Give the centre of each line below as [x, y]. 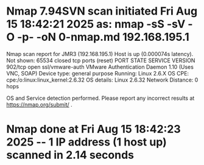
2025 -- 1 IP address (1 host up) [87, 142]
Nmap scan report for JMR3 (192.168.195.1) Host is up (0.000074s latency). [100, 54]
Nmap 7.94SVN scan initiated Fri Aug [102, 11]
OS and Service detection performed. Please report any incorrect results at [100, 98]
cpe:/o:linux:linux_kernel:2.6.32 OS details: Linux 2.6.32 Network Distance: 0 [102, 80]
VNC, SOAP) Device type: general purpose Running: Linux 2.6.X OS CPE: [98, 73]
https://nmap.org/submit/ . [40, 104]
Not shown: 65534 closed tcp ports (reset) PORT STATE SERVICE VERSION [101, 60]
